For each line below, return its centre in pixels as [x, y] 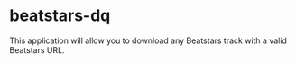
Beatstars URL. [37, 49]
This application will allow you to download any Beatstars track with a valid [148, 40]
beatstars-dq [60, 16]
